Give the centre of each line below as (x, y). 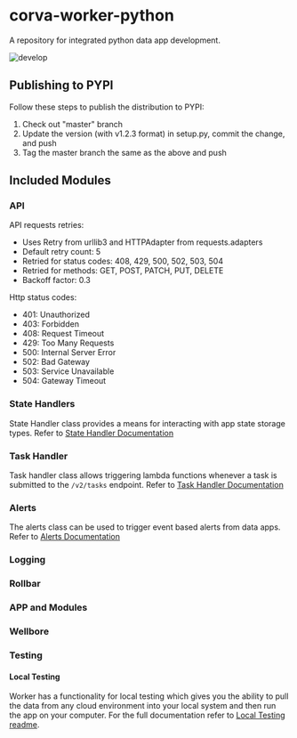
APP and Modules (48, 608)
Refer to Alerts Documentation (64, 537)
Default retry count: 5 (61, 252)
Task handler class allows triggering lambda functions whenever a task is (143, 475)
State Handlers (42, 404)
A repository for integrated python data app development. (115, 40)
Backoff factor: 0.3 (56, 280)
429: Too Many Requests (68, 343)
